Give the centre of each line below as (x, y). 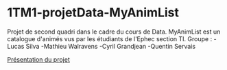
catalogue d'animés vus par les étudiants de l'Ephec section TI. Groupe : (110, 38)
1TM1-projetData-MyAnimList (93, 13)
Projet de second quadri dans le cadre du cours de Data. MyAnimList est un (114, 32)
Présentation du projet (38, 59)
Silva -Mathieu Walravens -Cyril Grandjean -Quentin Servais (111, 46)
